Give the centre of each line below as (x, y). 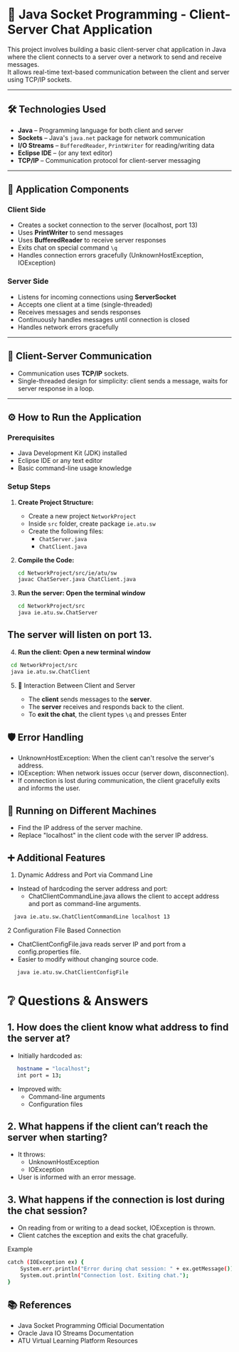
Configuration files (55, 1104)
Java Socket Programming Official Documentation (91, 1326)
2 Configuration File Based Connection (64, 930)
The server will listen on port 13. (80, 635)
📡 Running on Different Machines (82, 810)
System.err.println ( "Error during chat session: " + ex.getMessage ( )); (128, 1269)
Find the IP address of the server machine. (80, 828)
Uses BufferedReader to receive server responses (92, 240)
